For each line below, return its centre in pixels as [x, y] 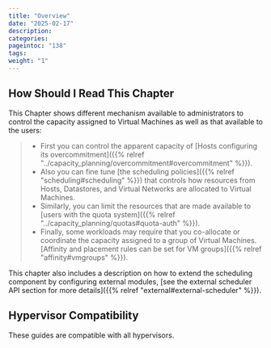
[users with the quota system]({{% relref [108, 214]
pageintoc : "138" [38, 46]
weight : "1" [28, 61]
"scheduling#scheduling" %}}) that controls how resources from [148, 180]
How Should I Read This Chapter [91, 94]
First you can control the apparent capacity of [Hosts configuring [148, 145]
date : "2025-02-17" [41, 23]
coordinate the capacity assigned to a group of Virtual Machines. [148, 240]
